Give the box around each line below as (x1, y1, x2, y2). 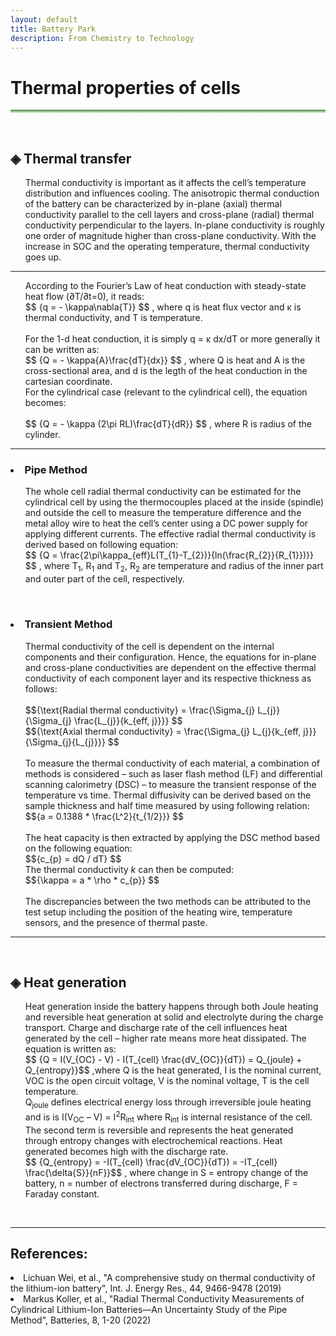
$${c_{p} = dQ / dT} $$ (24, 852, 122, 865)
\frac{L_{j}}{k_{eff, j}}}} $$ (73, 714, 183, 726)
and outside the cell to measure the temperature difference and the (24, 507, 302, 519)
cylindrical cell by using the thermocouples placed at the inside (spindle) (24, 496, 325, 508)
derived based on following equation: (24, 539, 179, 551)
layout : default (10, 14, 78, 25)
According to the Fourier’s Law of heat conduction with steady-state (24, 280, 307, 292)
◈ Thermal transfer (10, 150, 132, 167)
